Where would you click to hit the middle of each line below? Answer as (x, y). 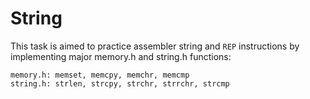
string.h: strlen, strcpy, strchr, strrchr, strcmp (120, 83)
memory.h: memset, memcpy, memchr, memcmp (100, 75)
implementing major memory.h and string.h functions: (121, 56)
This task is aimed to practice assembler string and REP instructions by (155, 46)
